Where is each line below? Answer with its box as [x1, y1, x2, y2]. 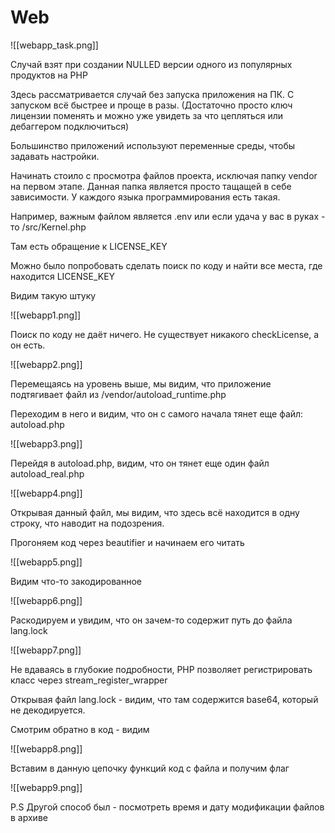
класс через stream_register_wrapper [10, 674, 168, 686]
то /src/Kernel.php [10, 221, 87, 233]
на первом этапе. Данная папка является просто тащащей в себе [10, 180, 292, 192]
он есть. [10, 339, 46, 351]
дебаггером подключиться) [10, 120, 130, 132]
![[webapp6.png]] [10, 594, 83, 606]
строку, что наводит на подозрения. [10, 517, 165, 529]
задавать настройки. [10, 150, 100, 162]
